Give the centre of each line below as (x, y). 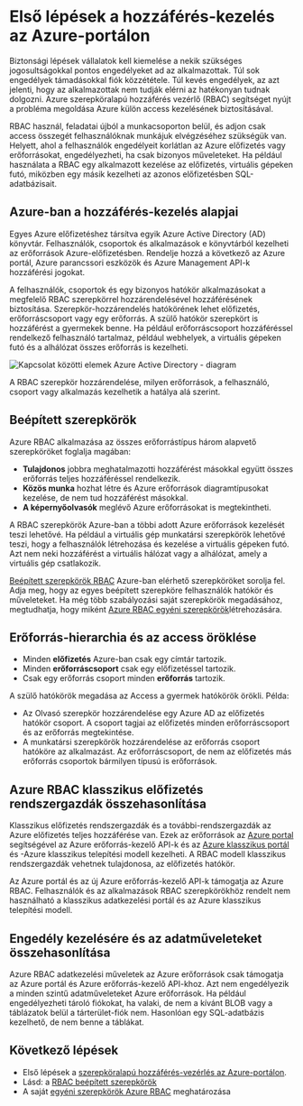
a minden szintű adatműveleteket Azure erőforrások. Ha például (128, 993)
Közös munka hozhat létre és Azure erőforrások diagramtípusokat (145, 488)
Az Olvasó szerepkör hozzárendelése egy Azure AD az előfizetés (143, 714)
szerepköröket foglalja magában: (70, 451)
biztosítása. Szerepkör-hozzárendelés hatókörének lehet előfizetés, (135, 309)
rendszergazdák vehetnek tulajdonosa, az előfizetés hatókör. (123, 864)
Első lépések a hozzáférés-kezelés (142, 17)
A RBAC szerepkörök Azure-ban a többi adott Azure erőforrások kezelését (147, 524)
